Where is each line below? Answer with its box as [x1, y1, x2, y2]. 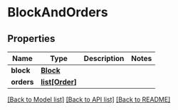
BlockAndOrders [7, 4, 108, 21]
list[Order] [41, 77, 77, 87]
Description [83, 54, 125, 63]
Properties [7, 33, 56, 45]
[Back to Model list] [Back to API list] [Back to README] [7, 95, 171, 104]
